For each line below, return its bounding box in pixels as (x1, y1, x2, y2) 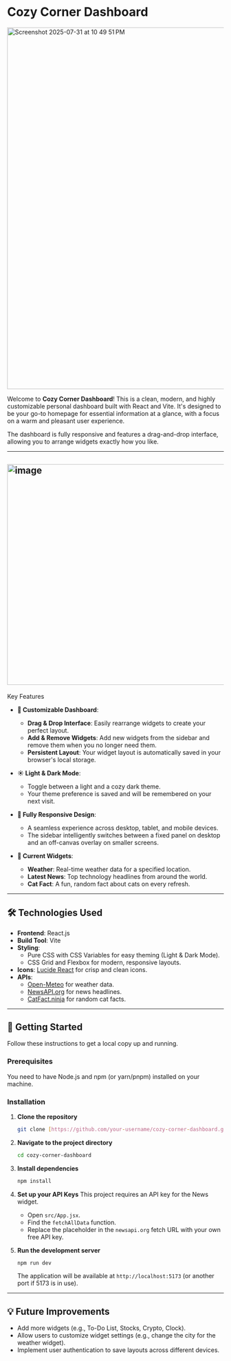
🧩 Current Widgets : (16, 851, 74, 860)
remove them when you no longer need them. (27, 741, 157, 749)
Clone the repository (16, 1112, 78, 1121)
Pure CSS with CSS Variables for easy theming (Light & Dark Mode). (27, 951, 220, 959)
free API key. (27, 1233, 64, 1241)
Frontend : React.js (16, 928, 70, 937)
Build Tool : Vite (16, 936, 61, 944)
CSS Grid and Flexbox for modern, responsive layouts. (27, 958, 181, 966)
